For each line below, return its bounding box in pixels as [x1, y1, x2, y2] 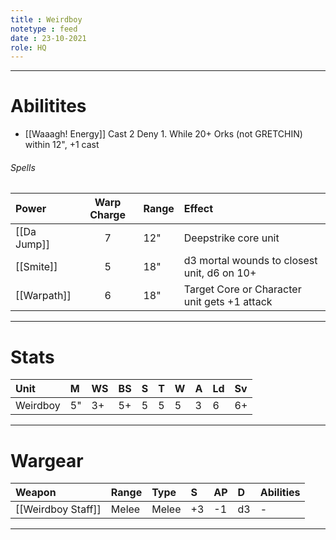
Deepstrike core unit [183, 231, 280, 245]
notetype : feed [10, 24, 78, 34]
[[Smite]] [15, 260, 58, 274]
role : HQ [10, 42, 47, 53]
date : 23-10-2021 [10, 33, 87, 43]
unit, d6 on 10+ [183, 266, 257, 280]
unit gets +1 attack [183, 295, 273, 309]
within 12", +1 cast [24, 139, 100, 151]
